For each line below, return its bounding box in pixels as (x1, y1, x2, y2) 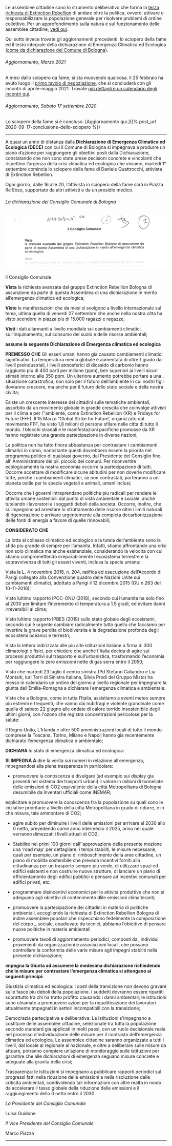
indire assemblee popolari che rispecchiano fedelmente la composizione (12, 915, 166, 921)
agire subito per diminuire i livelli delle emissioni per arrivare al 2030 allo (12, 820, 165, 826)
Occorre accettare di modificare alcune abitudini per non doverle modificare (5, 469, 166, 475)
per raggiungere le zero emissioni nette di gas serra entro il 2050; (5, 658, 144, 665)
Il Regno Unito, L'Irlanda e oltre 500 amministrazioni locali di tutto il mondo (5, 726, 162, 733)
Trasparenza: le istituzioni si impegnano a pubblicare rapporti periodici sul (5, 1069, 162, 1075)
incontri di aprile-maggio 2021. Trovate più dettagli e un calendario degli (5, 86, 158, 92)
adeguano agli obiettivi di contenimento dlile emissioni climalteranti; (12, 894, 156, 900)
